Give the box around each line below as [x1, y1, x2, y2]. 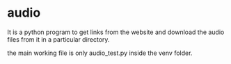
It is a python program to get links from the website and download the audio [7, 28, 225, 36]
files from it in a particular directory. [7, 35, 110, 43]
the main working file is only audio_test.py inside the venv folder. [7, 49, 193, 57]
